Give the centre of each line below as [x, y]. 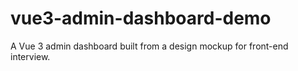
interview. [30, 56]
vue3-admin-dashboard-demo [141, 18]
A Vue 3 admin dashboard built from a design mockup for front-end [149, 46]
